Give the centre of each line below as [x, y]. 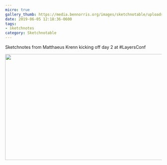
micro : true [17, 10]
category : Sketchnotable [31, 33]
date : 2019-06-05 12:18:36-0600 [39, 19]
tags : [11, 24]
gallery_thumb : [21, 14]
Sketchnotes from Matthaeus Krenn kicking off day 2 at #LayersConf [76, 47]
